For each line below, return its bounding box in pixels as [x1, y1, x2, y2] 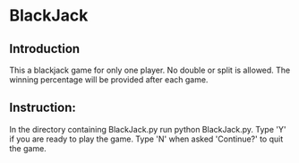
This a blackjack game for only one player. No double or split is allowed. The [9, 64, 291, 75]
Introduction [9, 41, 81, 56]
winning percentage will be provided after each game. [9, 74, 209, 85]
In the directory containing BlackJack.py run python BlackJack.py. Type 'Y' [9, 124, 286, 134]
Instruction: [9, 100, 76, 116]
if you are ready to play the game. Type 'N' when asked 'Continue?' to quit [9, 133, 284, 144]
